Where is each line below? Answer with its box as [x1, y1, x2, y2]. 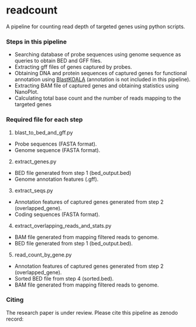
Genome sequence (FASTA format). [14, 146, 101, 153]
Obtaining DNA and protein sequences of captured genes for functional [14, 70, 187, 77]
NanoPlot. [14, 89, 39, 96]
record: [6, 315, 24, 322]
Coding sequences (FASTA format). [14, 211, 101, 218]
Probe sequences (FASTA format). [14, 140, 97, 147]
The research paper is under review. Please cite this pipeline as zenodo [6, 309, 178, 316]
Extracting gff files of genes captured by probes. [14, 63, 132, 70]
